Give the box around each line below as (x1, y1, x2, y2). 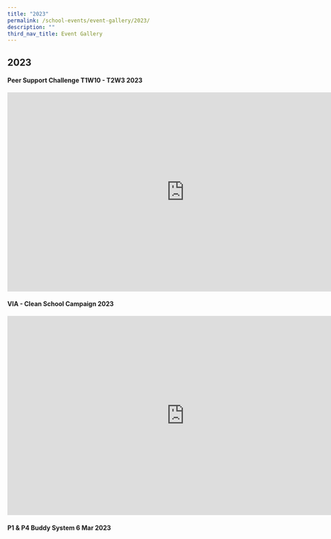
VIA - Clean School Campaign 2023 (7, 300, 115, 308)
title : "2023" (7, 10, 50, 18)
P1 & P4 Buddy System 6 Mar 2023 (7, 523, 112, 532)
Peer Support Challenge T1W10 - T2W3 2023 (7, 76, 143, 85)
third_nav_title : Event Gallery (7, 30, 103, 38)
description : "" (7, 23, 55, 30)
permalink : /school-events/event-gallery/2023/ (7, 17, 151, 24)
